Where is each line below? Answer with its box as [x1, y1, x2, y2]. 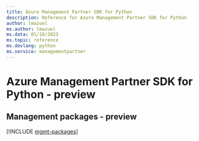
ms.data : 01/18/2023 [6, 32, 59, 38]
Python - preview [6, 88, 96, 101]
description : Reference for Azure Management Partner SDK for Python [6, 15, 187, 21]
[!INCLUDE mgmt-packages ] [6, 128, 78, 135]
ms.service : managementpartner [6, 49, 86, 55]
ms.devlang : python [6, 43, 56, 49]
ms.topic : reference [6, 37, 59, 43]
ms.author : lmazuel [6, 26, 56, 32]
